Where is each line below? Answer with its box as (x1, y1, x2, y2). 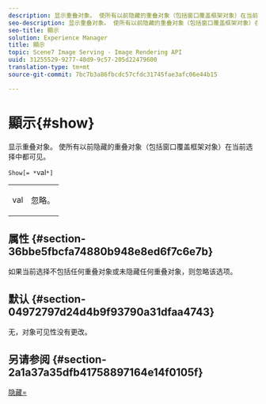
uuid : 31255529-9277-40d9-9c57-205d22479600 (8, 56, 158, 64)
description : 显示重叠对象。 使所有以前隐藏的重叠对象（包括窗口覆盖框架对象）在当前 (8, 11, 259, 20)
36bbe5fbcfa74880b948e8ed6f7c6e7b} (8, 245, 214, 258)
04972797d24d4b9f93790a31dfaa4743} (8, 305, 215, 318)
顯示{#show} (8, 114, 95, 131)
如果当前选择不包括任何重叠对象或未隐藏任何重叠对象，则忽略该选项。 (8, 267, 237, 276)
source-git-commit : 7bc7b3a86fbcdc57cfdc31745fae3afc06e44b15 (8, 71, 218, 78)
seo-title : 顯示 (8, 26, 59, 34)
